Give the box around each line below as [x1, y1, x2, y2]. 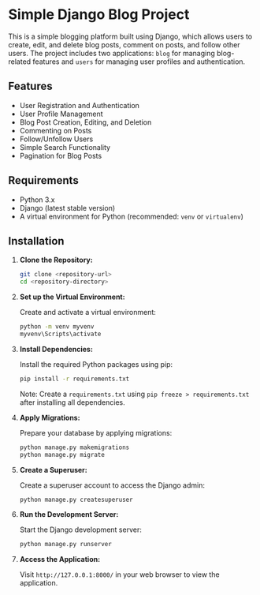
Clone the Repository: [19, 255, 93, 265]
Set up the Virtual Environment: [19, 292, 125, 301]
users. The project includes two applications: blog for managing [8, 48, 215, 58]
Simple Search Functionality [19, 142, 111, 152]
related [8, 57, 32, 66]
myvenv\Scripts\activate [19, 330, 102, 338]
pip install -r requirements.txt [19, 375, 130, 383]
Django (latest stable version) [19, 203, 116, 212]
